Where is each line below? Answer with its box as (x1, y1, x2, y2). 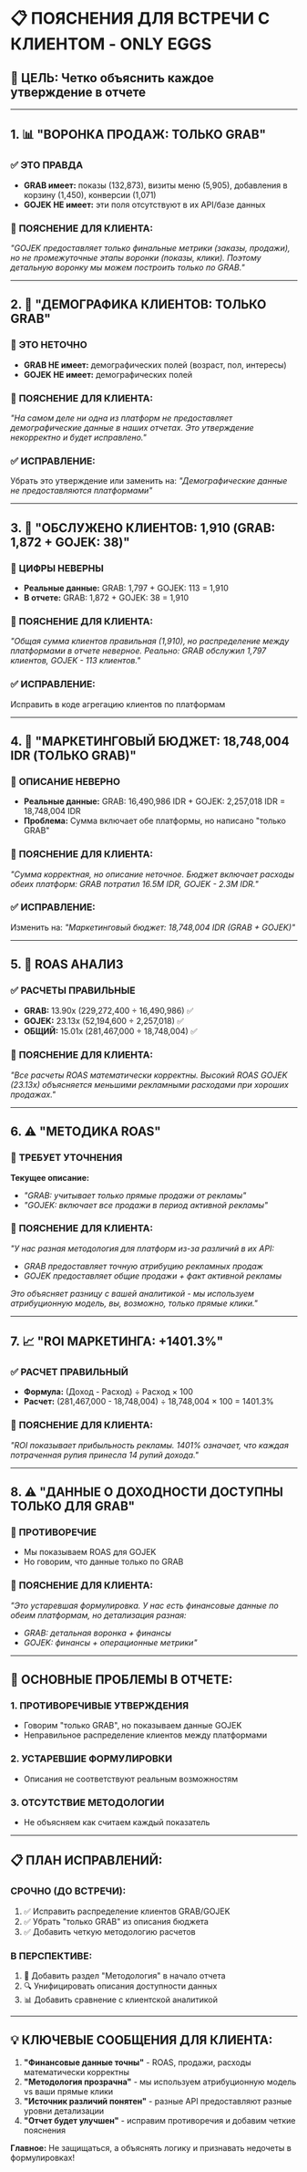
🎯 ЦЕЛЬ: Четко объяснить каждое (10, 70, 215, 86)
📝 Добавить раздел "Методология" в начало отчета (23, 1970, 226, 1981)
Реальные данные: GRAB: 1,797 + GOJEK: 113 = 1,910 (23, 582, 229, 593)
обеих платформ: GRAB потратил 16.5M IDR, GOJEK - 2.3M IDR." (10, 878, 259, 889)
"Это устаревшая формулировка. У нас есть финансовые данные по (10, 1600, 279, 1611)
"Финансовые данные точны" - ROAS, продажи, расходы (23, 2056, 251, 2068)
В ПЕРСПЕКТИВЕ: (10, 1949, 93, 1962)
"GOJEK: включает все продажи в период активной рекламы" (23, 1199, 269, 1210)
